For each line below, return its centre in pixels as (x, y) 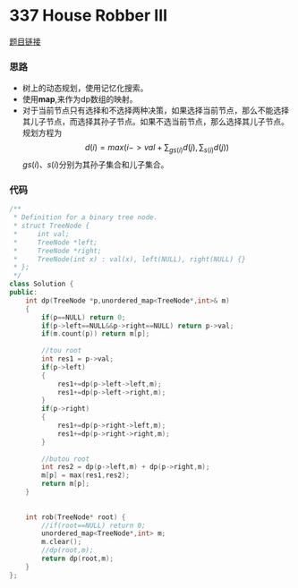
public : (24, 293)
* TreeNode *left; (55, 243)
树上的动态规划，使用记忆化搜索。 (85, 88)
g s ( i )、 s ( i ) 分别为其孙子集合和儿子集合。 (95, 165)
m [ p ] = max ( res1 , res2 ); (85, 475)
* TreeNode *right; (57, 251)
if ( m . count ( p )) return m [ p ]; (96, 334)
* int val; (41, 234)
